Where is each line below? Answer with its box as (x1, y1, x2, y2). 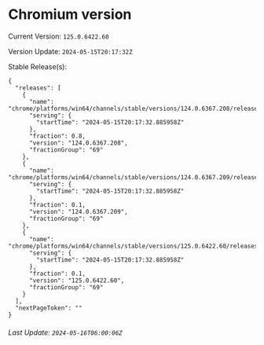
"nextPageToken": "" (15, 304, 82, 312)
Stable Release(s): (8, 61, 68, 72)
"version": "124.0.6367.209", (28, 207, 128, 215)
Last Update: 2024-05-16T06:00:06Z (8, 328, 123, 337)
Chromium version (8, 6, 132, 24)
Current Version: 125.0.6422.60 (8, 31, 109, 41)
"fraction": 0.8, (28, 132, 86, 140)
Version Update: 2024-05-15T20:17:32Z (8, 46, 133, 56)
